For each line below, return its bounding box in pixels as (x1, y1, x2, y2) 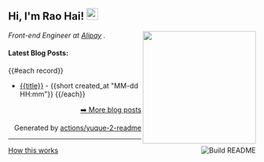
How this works (8, 146, 59, 155)
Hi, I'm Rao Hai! (8, 9, 85, 23)
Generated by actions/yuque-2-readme (14, 123, 141, 133)
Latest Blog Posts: (8, 49, 69, 58)
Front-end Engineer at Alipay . (8, 31, 106, 40)
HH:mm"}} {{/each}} (19, 89, 86, 99)
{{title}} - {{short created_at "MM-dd (19, 81, 139, 91)
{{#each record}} (8, 66, 64, 75)
